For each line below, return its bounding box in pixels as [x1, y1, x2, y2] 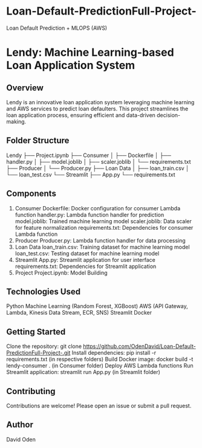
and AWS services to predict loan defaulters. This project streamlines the [6, 105, 189, 112]
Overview [6, 82, 44, 93]
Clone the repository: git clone [6, 343, 82, 350]
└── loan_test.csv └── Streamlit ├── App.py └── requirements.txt [6, 171, 175, 178]
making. [6, 118, 27, 125]
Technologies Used [6, 286, 80, 296]
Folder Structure [6, 135, 70, 146]
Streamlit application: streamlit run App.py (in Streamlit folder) [6, 369, 160, 376]
